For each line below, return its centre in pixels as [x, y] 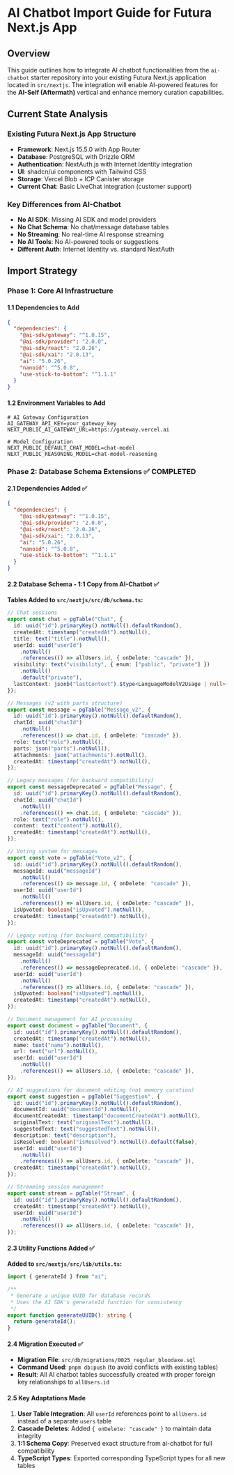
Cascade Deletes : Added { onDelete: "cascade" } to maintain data [114, 1428]
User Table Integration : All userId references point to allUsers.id [112, 1414]
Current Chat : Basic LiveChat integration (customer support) [104, 186]
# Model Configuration [40, 442]
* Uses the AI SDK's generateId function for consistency [96, 1302]
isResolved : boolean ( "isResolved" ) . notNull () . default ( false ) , [106, 1142]
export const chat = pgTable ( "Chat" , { [65, 619]
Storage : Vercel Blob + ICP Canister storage [80, 178]
